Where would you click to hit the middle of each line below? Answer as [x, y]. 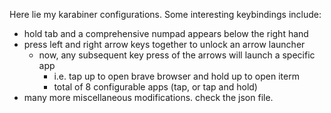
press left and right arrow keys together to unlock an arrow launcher [164, 44]
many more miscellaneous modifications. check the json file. [148, 97]
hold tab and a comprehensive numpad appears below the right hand [166, 33]
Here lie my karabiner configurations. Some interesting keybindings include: [165, 14]
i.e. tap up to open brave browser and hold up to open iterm [176, 76]
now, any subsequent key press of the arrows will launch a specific [177, 55]
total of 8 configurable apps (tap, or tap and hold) [155, 87]
